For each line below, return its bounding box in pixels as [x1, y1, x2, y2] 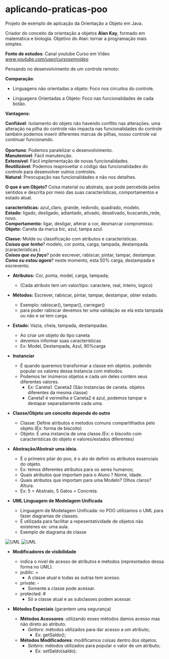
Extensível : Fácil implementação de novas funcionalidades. [5, 158, 129, 164]
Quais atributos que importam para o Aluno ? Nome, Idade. [20, 472, 143, 478]
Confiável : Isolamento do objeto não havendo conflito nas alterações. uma [5, 120, 160, 126]
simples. [5, 40, 23, 47]
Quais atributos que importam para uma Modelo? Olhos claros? [20, 477, 152, 483]
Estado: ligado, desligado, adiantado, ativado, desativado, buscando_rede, [5, 210, 161, 216]
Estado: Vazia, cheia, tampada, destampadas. [12, 322, 108, 328]
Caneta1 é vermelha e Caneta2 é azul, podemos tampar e [27, 395, 147, 401]
